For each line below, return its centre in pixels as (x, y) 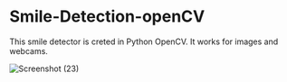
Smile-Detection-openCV (107, 17)
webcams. (29, 50)
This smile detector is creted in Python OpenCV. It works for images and (144, 41)
